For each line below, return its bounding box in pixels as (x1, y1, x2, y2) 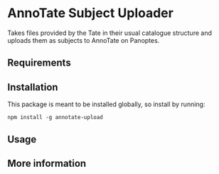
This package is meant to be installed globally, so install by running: (7, 100, 205, 108)
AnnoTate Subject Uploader (7, 5, 174, 21)
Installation (7, 81, 58, 93)
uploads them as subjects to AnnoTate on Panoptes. (7, 36, 160, 44)
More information (7, 157, 87, 169)
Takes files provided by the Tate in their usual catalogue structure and (7, 29, 212, 37)
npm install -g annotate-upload (7, 114, 103, 121)
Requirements (7, 57, 71, 69)
